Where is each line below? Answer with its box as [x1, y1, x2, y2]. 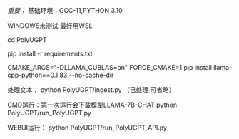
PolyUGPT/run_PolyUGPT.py [7, 109, 91, 117]
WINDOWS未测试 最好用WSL [7, 21, 93, 30]
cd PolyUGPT [7, 36, 47, 44]
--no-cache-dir [68, 71, 114, 79]
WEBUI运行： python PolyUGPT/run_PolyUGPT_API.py [7, 123, 168, 132]
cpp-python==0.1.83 [7, 71, 68, 79]
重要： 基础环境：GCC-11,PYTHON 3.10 [7, 6, 123, 14]
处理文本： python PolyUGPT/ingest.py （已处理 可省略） [7, 86, 176, 94]
